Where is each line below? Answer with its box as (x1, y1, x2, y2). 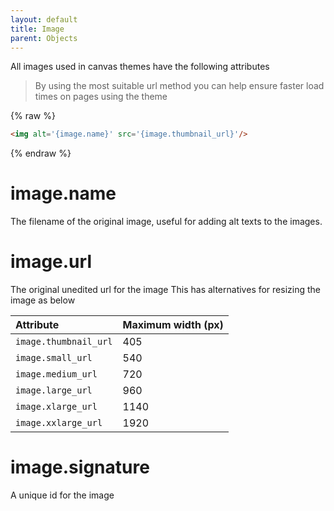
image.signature (10, 456, 150, 479)
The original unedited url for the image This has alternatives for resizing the (10, 284, 321, 296)
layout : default (10, 14, 78, 25)
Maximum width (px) (122, 318, 224, 332)
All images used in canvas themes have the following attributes (10, 61, 270, 73)
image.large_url (15, 385, 93, 396)
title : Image (10, 24, 65, 34)
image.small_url (15, 352, 93, 364)
